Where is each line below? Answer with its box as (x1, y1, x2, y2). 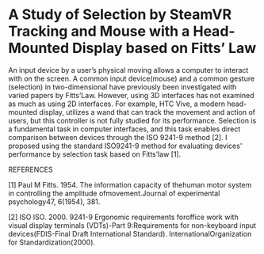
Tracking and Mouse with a (8, 22, 190, 40)
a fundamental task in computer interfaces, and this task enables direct (8, 124, 241, 134)
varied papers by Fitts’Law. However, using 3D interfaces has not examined (8, 90, 255, 100)
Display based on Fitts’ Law (72, 40, 257, 57)
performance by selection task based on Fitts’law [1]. (8, 149, 182, 159)
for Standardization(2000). (8, 237, 96, 247)
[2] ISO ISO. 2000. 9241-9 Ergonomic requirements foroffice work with (8, 212, 239, 222)
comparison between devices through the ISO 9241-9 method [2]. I (8, 132, 228, 142)
